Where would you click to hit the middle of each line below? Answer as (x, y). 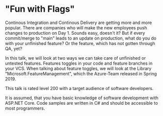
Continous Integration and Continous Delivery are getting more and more (79, 23)
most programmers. (25, 108)
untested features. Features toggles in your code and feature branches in (79, 63)
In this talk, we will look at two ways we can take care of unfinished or (75, 58)
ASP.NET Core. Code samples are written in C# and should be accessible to (81, 103)
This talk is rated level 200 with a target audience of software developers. (79, 88)
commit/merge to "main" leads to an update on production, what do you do (81, 38)
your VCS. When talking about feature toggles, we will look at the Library (78, 68)
